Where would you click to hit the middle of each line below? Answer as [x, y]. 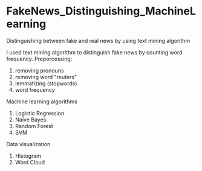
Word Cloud [30, 162]
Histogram [28, 156]
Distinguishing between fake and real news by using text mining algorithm [98, 40]
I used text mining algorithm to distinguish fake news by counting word [94, 52]
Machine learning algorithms [42, 102]
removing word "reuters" [46, 77]
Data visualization [28, 144]
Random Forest [34, 126]
